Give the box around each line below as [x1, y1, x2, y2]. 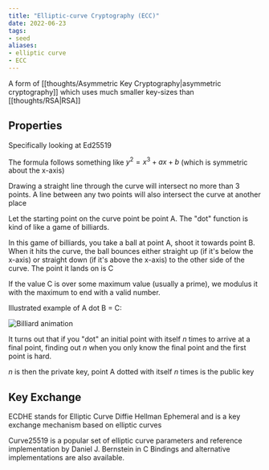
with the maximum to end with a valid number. [8, 288, 161, 297]
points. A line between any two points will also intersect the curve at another [8, 190, 261, 199]
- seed [8, 34, 31, 43]
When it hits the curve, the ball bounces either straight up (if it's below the [8, 247, 254, 256]
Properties [8, 119, 63, 133]
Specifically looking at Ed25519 [8, 140, 112, 149]
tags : [8, 27, 26, 35]
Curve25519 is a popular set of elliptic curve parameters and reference [8, 435, 243, 446]
